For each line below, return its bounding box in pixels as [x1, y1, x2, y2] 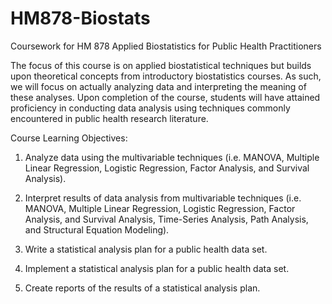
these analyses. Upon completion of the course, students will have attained [10, 91, 321, 103]
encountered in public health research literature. [10, 112, 209, 124]
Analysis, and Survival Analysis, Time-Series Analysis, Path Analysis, [24, 213, 309, 225]
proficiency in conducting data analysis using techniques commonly [10, 102, 291, 114]
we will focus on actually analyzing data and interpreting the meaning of [10, 80, 307, 92]
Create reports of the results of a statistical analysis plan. [24, 282, 261, 294]
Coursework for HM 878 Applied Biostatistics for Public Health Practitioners [10, 40, 322, 52]
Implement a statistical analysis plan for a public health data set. [24, 262, 290, 274]
